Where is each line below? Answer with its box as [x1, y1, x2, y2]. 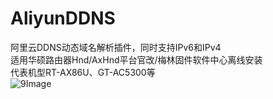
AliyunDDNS [10, 7, 116, 30]
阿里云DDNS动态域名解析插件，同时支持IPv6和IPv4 [10, 41, 222, 53]
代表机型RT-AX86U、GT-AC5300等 [10, 66, 156, 78]
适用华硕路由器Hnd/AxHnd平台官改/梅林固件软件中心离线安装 [10, 53, 263, 66]
